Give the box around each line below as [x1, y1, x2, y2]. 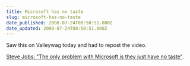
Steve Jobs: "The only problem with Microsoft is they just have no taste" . [6, 53, 184, 60]
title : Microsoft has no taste [6, 8, 84, 15]
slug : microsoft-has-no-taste [6, 14, 81, 20]
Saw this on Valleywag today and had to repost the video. [6, 42, 147, 49]
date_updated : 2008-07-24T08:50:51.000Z [6, 25, 108, 32]
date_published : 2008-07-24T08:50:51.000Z [6, 20, 113, 26]
